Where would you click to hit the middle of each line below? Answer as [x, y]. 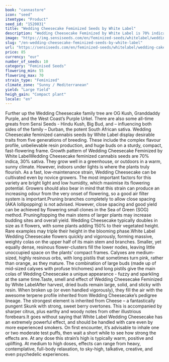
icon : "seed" [19, 15]
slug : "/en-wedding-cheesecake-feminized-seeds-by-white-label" [74, 43]
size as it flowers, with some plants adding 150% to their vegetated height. [82, 226]
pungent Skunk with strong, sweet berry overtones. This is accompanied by [84, 306]
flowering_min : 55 [24, 71]
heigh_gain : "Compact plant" [36, 94]
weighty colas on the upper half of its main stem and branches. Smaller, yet [83, 242]
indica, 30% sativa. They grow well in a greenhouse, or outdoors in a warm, [83, 161]
